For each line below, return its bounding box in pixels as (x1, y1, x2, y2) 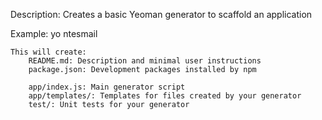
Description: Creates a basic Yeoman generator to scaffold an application (10, 9, 313, 20)
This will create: (10, 47, 87, 57)
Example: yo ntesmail (10, 28, 98, 39)
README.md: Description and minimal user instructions (28, 56, 262, 66)
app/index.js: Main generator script (28, 82, 186, 92)
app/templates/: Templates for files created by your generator (28, 91, 302, 101)
